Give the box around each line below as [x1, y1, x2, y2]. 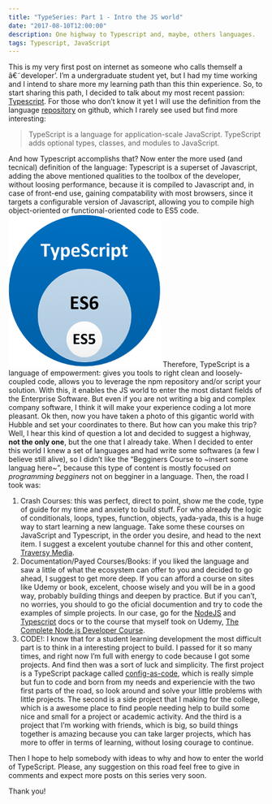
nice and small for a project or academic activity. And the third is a [19, 711, 242, 722]
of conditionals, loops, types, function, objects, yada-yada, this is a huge [19, 513, 264, 523]
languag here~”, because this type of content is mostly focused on [8, 463, 231, 473]
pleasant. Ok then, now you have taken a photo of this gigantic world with [8, 411, 254, 421]
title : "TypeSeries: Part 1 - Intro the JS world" [8, 13, 183, 21]
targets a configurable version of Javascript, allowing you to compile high [8, 197, 254, 207]
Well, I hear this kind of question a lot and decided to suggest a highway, [8, 429, 252, 439]
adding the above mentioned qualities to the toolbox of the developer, [8, 171, 241, 181]
